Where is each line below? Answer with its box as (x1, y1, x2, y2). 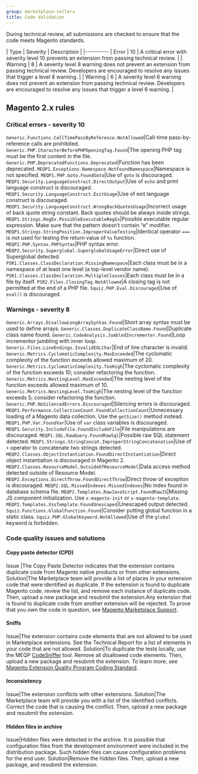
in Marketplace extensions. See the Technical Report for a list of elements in (6, 639, 191, 646)
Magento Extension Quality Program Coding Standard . (6, 664, 138, 671)
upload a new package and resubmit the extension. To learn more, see (6, 658, 178, 665)
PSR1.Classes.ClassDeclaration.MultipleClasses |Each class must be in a (6, 272, 184, 279)
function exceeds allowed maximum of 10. (6, 381, 108, 388)
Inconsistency (6, 677, 43, 685)
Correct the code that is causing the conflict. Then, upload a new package (6, 703, 187, 710)
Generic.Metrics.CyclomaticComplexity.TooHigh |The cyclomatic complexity (6, 362, 190, 370)
